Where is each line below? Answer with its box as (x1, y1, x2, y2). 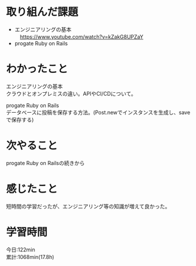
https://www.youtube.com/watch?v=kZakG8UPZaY (19, 33, 144, 40)
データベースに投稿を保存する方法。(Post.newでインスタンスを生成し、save (6, 109, 191, 116)
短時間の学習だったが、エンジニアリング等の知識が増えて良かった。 (6, 203, 171, 210)
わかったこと (6, 62, 69, 76)
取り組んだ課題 (6, 5, 79, 19)
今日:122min (6, 246, 35, 253)
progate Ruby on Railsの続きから (6, 159, 85, 166)
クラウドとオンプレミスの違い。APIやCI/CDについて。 (6, 90, 137, 97)
